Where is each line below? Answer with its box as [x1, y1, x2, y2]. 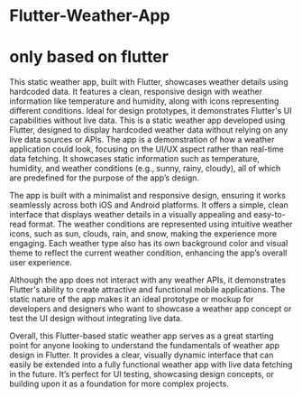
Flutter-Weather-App [9, 5, 170, 26]
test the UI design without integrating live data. [9, 313, 183, 324]
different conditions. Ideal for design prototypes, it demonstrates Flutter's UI [9, 106, 293, 116]
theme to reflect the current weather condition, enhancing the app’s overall [9, 247, 288, 258]
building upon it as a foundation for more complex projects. [9, 378, 230, 389]
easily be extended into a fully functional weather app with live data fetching [9, 359, 293, 370]
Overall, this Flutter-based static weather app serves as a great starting [9, 330, 274, 341]
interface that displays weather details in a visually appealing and [9, 209, 252, 220]
